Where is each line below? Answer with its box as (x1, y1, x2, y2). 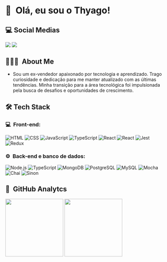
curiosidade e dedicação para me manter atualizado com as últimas (12, 76, 157, 83)
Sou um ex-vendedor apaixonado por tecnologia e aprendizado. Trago (12, 71, 162, 77)
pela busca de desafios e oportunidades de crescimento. (12, 87, 134, 93)
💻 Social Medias (5, 26, 60, 34)
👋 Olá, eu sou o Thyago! (5, 5, 110, 16)
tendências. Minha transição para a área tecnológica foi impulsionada (12, 82, 160, 88)
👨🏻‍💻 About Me (5, 57, 54, 66)
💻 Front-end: (5, 121, 41, 128)
